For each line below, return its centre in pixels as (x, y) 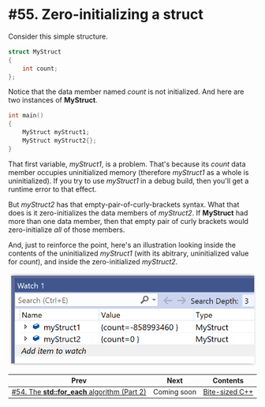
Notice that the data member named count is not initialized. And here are (126, 91)
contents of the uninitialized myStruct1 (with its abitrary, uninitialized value (129, 253)
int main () (26, 116)
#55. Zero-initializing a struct (106, 15)
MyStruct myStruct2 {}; (60, 141)
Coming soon (175, 392)
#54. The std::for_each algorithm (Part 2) (79, 392)
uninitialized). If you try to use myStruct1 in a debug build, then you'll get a (129, 181)
